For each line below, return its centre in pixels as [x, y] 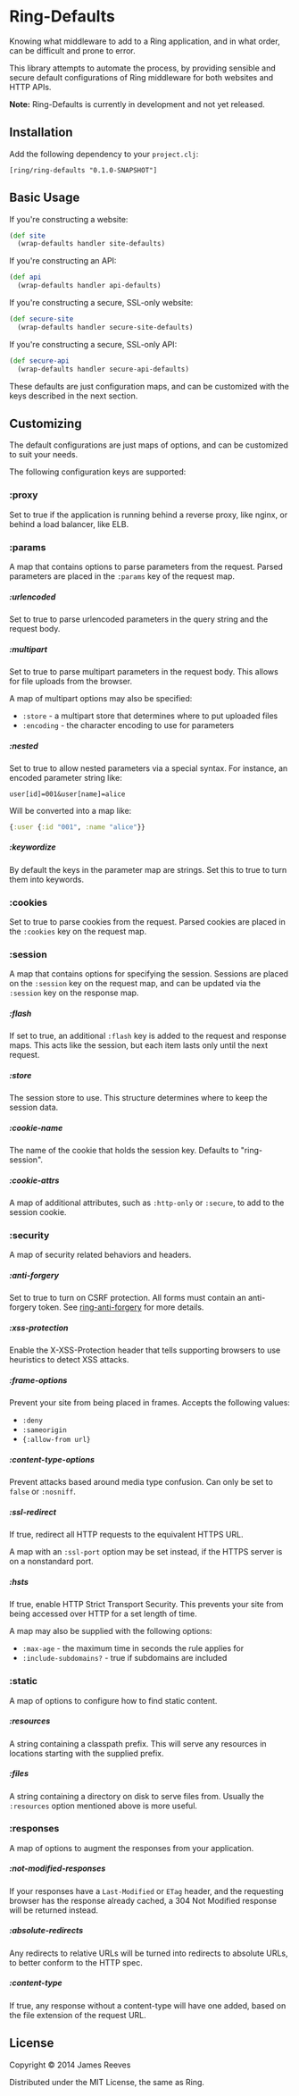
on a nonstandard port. [51, 1562]
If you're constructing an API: [63, 261]
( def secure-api [39, 361]
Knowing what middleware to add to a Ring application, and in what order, [145, 41]
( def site [28, 235]
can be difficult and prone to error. [72, 50]
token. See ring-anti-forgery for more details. [121, 1307]
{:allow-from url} [56, 1440]
